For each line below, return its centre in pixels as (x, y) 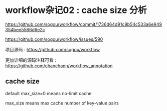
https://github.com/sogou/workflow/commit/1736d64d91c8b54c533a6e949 (83, 24)
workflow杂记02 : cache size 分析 (76, 10)
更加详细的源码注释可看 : (31, 60)
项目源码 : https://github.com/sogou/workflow (53, 49)
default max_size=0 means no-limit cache (48, 93)
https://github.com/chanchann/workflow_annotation (59, 66)
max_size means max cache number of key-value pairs (62, 103)
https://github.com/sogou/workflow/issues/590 (54, 39)
